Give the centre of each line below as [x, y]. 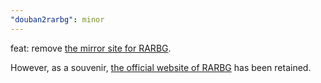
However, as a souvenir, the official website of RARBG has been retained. [161, 67]
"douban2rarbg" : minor [57, 19]
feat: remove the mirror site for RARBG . [91, 48]
